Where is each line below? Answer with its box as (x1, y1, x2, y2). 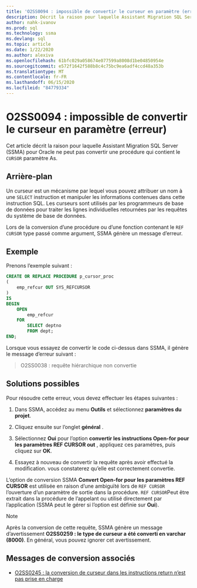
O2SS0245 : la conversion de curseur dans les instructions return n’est (14, 569, 186, 576)
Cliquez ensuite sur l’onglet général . (14, 423, 104, 430)
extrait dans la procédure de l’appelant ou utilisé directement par (6, 495, 162, 502)
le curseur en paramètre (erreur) (6, 123, 167, 136)
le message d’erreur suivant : (6, 350, 76, 357)
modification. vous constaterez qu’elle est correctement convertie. (14, 465, 175, 472)
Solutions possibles (6, 379, 80, 389)
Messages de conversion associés (6, 553, 135, 563)
